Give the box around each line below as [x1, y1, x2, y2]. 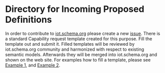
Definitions [5, 14, 52, 25]
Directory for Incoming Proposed [5, 3, 144, 15]
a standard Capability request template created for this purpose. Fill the [5, 36, 152, 42]
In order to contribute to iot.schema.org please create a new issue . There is [5, 30, 160, 36]
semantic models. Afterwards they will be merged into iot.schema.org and [5, 51, 157, 58]
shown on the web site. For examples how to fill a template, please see [5, 57, 151, 63]
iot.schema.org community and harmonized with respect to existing [5, 46, 144, 52]
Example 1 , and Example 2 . [5, 62, 60, 68]
